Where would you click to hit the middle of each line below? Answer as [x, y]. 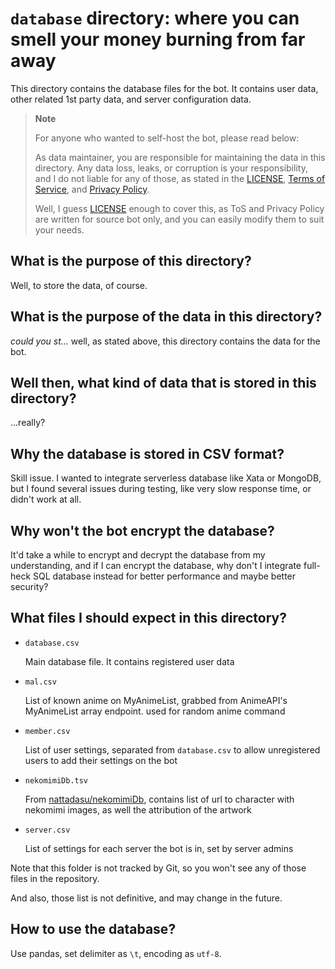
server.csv [47, 830]
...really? [28, 423]
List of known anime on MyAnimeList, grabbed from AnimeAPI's [156, 700]
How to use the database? [93, 929]
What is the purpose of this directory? [131, 261]
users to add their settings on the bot [101, 760]
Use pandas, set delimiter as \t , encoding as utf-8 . [116, 953]
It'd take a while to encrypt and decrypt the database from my [138, 555]
